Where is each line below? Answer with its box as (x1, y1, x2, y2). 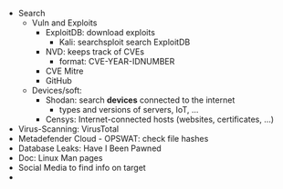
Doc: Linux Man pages (17, 153, 103, 163)
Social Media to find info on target (17, 163, 146, 173)
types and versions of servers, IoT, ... (58, 104, 199, 114)
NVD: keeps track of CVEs (45, 46, 144, 57)
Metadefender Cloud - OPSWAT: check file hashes (17, 134, 209, 144)
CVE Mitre (45, 65, 84, 76)
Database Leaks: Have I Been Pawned (17, 143, 162, 154)
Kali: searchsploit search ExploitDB (58, 36, 191, 47)
